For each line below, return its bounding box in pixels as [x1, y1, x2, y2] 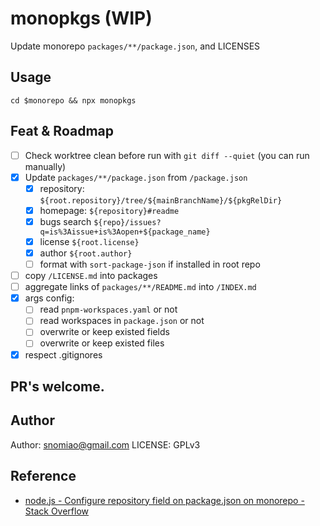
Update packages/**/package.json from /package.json [24, 171, 248, 183]
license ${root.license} [39, 235, 140, 247]
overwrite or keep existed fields [39, 326, 170, 338]
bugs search [39, 215, 92, 227]
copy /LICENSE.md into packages [24, 270, 158, 282]
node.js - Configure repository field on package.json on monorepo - [24, 494, 305, 506]
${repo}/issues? [93, 217, 162, 227]
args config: [24, 292, 75, 304]
